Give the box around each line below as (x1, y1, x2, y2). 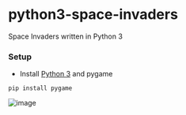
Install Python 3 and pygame (19, 69, 113, 79)
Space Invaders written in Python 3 (8, 32, 123, 41)
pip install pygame (8, 84, 73, 92)
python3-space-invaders (8, 6, 178, 24)
